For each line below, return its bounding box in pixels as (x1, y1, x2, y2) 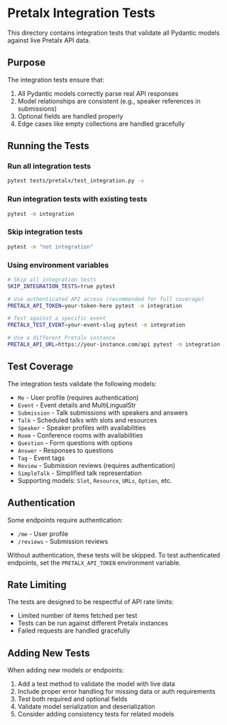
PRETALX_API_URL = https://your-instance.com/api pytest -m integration (7, 341, 221, 349)
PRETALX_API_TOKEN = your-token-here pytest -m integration (7, 302, 182, 310)
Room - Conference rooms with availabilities (17, 431, 143, 440)
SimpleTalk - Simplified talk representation (17, 469, 142, 477)
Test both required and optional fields (17, 694, 128, 704)
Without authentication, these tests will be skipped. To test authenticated (7, 550, 221, 559)
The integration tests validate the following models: (7, 379, 157, 388)
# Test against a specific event (7, 315, 106, 322)
